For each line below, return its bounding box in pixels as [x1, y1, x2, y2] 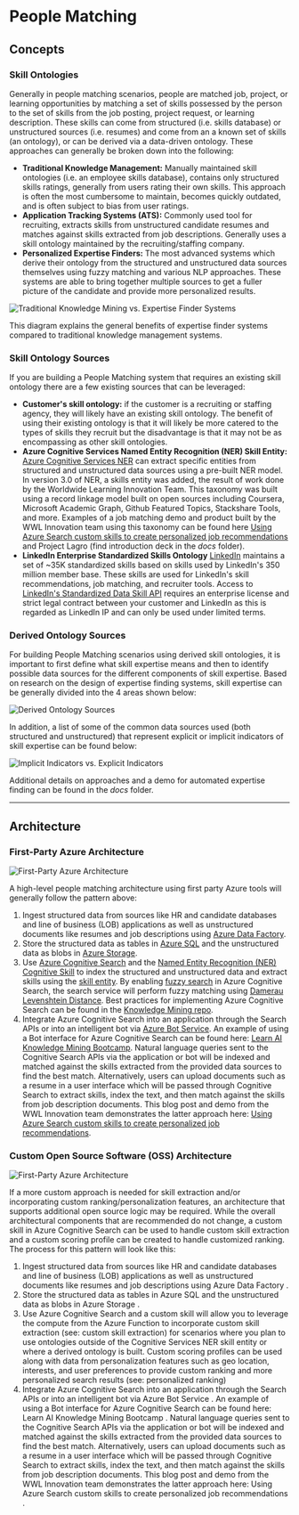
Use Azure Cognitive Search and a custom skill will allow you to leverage [21, 1308, 289, 1319]
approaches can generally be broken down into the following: [9, 145, 234, 156]
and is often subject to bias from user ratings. [21, 200, 190, 211]
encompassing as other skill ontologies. [21, 436, 168, 447]
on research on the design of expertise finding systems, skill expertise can [9, 678, 283, 688]
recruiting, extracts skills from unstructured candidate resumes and [21, 219, 270, 230]
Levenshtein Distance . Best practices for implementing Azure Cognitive [21, 995, 284, 1006]
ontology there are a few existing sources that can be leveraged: [9, 381, 246, 393]
